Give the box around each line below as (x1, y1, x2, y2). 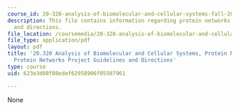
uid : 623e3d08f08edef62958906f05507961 (7, 70, 126, 77)
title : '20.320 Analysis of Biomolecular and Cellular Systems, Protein (7, 50, 228, 57)
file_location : (7, 30, 53, 38)
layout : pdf (7, 43, 43, 50)
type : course (7, 63, 46, 70)
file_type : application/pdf (7, 37, 91, 44)
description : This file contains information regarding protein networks (7, 17, 231, 24)
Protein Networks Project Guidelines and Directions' (14, 57, 176, 64)
